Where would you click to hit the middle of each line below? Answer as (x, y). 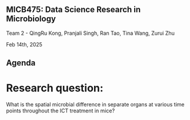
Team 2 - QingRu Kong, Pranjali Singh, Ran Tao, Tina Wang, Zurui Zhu (91, 33)
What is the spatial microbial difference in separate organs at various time (95, 105)
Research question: (55, 88)
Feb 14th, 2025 (24, 44)
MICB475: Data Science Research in (74, 10)
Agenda (21, 63)
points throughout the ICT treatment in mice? (61, 111)
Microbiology (31, 19)
